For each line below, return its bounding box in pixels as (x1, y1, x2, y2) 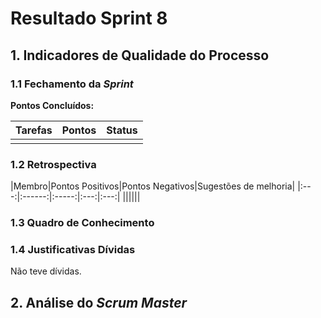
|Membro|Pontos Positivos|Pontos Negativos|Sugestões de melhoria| (10, 180, 296, 192)
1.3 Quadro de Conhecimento (10, 216, 155, 230)
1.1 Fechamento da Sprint (10, 77, 134, 91)
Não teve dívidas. (10, 265, 82, 277)
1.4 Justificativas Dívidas (10, 243, 136, 257)
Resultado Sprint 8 (10, 7, 168, 30)
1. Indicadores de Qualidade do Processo (10, 47, 270, 64)
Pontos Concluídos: (10, 99, 95, 111)
